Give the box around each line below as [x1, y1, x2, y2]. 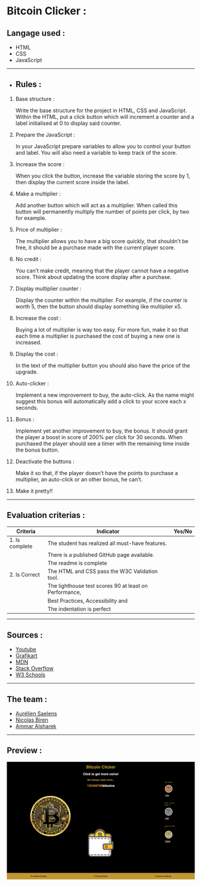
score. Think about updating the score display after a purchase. [15, 273, 172, 280]
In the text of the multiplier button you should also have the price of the [15, 361, 190, 369]
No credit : [15, 255, 42, 262]
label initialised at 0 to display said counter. [15, 119, 122, 127]
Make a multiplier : [15, 190, 61, 197]
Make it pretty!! [15, 487, 53, 494]
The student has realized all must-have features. [47, 539, 168, 547]
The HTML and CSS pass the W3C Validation [47, 568, 158, 575]
